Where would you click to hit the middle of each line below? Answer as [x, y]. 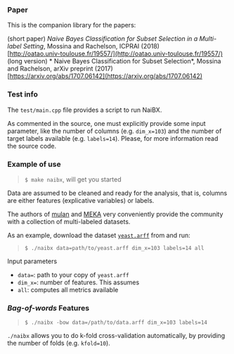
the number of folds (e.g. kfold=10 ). [59, 343]
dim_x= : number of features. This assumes [78, 282]
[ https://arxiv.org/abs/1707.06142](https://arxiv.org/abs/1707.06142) [105, 76]
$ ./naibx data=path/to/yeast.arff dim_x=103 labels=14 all [114, 248]
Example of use [34, 164]
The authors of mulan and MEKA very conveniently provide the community [115, 214]
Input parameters [32, 261]
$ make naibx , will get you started [73, 179]
